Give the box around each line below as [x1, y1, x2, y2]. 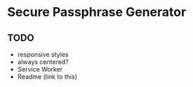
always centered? [17, 58, 69, 66]
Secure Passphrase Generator [7, 4, 187, 20]
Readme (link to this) [17, 72, 77, 81]
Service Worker [17, 65, 63, 73]
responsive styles [17, 50, 69, 58]
